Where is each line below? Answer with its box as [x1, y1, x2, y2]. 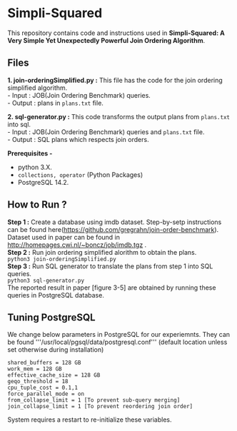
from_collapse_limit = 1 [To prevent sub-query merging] [7, 397, 181, 404]
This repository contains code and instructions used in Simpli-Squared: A [7, 29, 225, 37]
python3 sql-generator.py [7, 277, 84, 284]
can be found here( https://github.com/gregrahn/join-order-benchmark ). [7, 225, 219, 233]
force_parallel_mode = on [7, 390, 84, 397]
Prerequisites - [7, 148, 53, 158]
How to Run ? [7, 198, 68, 211]
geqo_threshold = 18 [7, 378, 69, 385]
